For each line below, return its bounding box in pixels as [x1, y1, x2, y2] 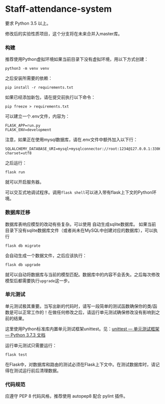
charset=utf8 [5, 151, 32, 156]
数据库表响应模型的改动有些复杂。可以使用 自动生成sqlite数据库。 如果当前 [5, 221, 156, 227]
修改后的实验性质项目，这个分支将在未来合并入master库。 [5, 30, 123, 36]
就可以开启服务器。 [5, 179, 44, 185]
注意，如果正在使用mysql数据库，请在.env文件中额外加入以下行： [5, 136, 138, 143]
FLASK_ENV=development [5, 128, 52, 133]
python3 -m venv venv [5, 66, 50, 71]
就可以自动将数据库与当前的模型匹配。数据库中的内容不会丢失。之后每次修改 [5, 271, 160, 277]
